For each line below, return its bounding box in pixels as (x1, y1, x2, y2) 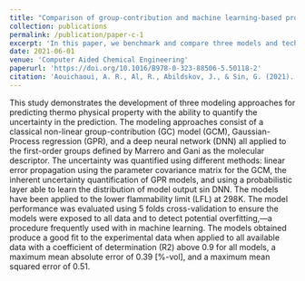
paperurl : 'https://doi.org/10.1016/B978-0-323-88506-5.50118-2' (9, 64, 261, 73)
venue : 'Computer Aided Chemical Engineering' (9, 55, 189, 64)
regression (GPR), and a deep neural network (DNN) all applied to (42, 135, 287, 146)
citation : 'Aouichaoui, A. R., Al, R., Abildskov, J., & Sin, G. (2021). (9, 73, 295, 82)
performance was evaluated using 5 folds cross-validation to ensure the (9, 203, 279, 214)
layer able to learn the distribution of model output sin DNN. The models (9, 183, 279, 195)
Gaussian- (231, 126, 271, 137)
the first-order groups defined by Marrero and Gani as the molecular (9, 145, 265, 156)
